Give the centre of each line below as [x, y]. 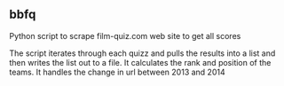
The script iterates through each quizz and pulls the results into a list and [142, 53]
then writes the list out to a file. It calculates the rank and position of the [140, 62]
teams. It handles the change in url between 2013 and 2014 [117, 72]
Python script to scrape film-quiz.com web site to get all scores [125, 35]
